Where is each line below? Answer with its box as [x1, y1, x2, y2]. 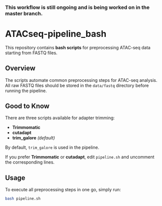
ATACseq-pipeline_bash [5, 29, 107, 39]
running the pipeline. [5, 88, 47, 94]
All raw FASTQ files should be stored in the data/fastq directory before [5, 82, 149, 88]
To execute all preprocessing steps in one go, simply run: [5, 187, 121, 193]
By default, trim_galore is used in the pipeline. [5, 144, 99, 150]
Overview [5, 64, 36, 72]
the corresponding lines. [5, 159, 55, 165]
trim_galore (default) [12, 135, 55, 141]
